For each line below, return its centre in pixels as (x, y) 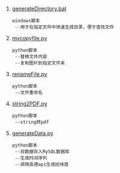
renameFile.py (29, 74)
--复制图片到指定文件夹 (40, 63)
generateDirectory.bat (39, 9)
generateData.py (33, 133)
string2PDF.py (29, 104)
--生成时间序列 (31, 158)
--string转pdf (32, 122)
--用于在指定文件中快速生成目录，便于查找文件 (64, 27)
